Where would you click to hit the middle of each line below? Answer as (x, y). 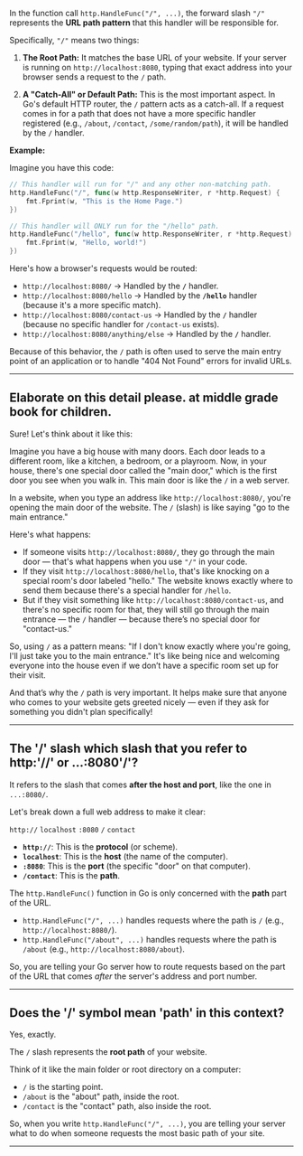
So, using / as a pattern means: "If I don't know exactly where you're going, (150, 646)
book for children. (61, 412)
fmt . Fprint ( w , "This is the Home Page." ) (104, 201)
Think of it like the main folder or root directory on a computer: (125, 1069)
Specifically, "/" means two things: (74, 40)
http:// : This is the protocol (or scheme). (100, 846)
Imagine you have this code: (62, 168)
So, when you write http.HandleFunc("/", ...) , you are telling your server (147, 1123)
